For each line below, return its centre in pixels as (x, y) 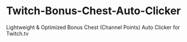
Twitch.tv (17, 33)
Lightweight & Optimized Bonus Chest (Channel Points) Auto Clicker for (93, 27)
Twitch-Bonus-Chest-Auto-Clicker (93, 11)
